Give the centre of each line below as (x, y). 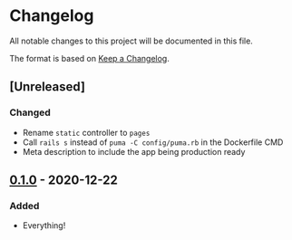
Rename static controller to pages (86, 132)
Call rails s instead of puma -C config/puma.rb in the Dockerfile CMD (153, 142)
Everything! (44, 226)
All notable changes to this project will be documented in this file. (131, 41)
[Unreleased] (48, 87)
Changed (30, 112)
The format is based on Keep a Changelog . (89, 58)
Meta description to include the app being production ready (134, 151)
